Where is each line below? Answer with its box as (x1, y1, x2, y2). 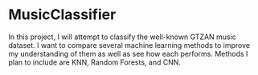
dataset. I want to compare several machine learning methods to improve (8, 40, 251, 49)
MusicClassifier (8, 6, 117, 24)
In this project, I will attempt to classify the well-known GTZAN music (8, 32, 237, 41)
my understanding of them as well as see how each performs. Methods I (8, 49, 248, 58)
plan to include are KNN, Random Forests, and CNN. (8, 57, 182, 67)
